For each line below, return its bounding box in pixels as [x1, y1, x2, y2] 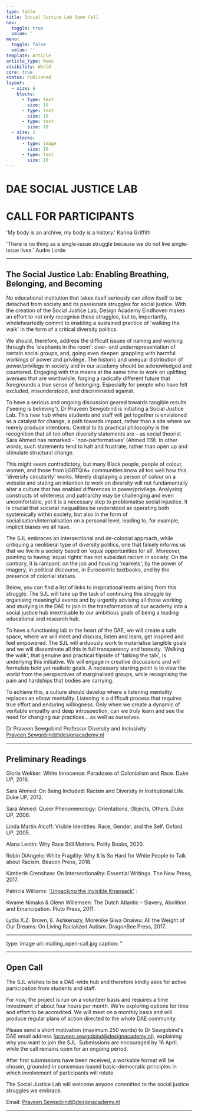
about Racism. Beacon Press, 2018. [6, 858, 92, 865]
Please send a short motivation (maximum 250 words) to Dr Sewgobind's [6, 1026, 184, 1033]
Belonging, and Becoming [6, 278, 103, 288]
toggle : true [11, 25, 44, 31]
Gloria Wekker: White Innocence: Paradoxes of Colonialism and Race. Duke [6, 769, 189, 777]
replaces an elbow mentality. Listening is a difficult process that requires [6, 695, 182, 702]
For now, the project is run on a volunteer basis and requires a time [6, 996, 169, 1003]
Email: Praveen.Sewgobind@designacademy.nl [6, 1098, 120, 1105]
